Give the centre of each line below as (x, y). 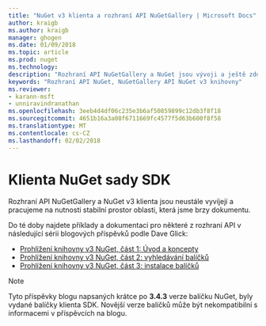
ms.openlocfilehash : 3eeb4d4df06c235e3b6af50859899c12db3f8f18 (115, 112)
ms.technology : (33, 67)
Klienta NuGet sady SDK (90, 180)
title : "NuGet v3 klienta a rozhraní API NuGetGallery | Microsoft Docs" (133, 15)
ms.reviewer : (30, 89)
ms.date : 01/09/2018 (42, 45)
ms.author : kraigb (38, 30)
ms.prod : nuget (33, 60)
